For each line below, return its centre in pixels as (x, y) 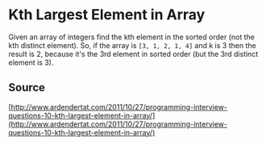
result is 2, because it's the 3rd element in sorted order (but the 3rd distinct (133, 54)
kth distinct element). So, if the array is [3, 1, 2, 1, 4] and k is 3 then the (132, 45)
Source (27, 88)
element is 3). (31, 62)
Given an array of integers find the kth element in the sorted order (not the (132, 37)
